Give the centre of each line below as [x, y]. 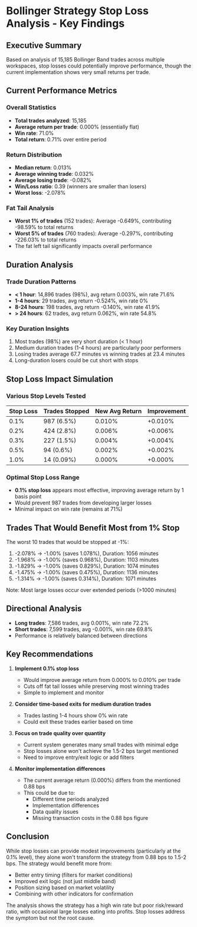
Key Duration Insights [38, 329]
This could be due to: [49, 793]
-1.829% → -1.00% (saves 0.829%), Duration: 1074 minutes [87, 566]
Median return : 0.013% [43, 168]
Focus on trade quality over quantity [60, 733]
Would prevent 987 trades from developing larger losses [83, 503]
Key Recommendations [50, 654]
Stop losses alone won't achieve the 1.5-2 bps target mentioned [101, 751]
